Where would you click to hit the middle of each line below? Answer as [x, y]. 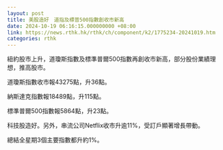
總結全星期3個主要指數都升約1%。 [55, 140]
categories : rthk [32, 39]
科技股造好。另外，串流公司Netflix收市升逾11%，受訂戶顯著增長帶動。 [105, 125]
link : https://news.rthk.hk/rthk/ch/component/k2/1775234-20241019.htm [111, 32]
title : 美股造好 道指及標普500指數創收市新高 [66, 20]
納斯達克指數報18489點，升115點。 [56, 97]
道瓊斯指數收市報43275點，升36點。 [59, 82]
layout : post [26, 13]
